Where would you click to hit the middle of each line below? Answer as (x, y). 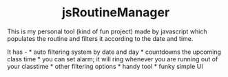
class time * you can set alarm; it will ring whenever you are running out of (113, 59)
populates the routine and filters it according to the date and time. (100, 38)
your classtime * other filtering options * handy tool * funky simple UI (105, 66)
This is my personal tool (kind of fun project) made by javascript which (107, 31)
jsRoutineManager (116, 13)
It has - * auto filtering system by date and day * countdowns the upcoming (114, 52)
